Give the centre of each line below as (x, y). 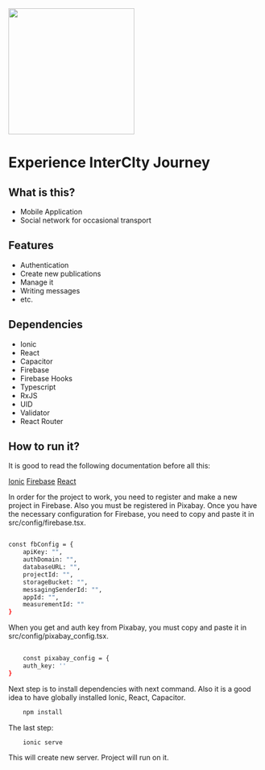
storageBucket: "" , (56, 582)
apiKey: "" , (43, 552)
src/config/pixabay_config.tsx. (58, 636)
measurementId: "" (54, 605)
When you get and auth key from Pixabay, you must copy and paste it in (128, 627)
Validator (35, 412)
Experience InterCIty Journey (110, 162)
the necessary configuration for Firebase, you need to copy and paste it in (131, 514)
